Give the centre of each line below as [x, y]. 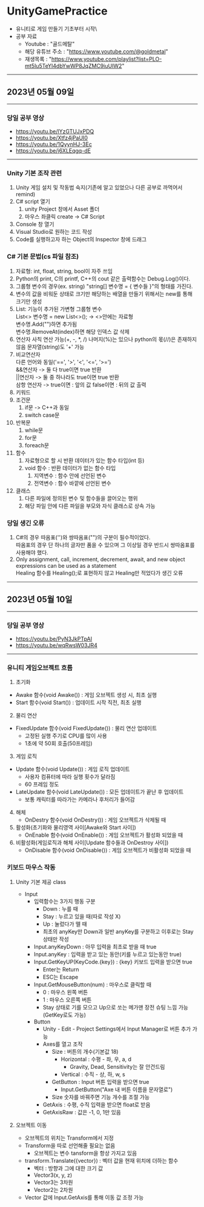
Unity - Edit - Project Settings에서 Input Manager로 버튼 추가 [117, 1029]
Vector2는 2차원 [53, 1189]
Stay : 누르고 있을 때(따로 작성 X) [82, 916]
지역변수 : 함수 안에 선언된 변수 [70, 475]
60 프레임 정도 [42, 784]
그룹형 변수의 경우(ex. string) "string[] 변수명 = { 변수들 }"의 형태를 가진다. [104, 286]
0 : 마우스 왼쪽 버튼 [65, 992]
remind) [25, 195]
